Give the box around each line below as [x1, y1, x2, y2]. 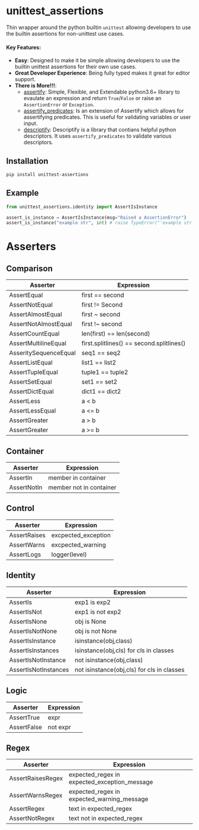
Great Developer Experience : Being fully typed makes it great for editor [14, 69, 191, 76]
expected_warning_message [68, 795, 149, 803]
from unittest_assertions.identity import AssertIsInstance [6, 203, 158, 210]
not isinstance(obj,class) [75, 656, 143, 664]
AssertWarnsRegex [9, 791, 63, 800]
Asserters [6, 240, 56, 253]
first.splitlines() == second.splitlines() [81, 339, 186, 347]
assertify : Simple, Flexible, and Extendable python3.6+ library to [23, 88, 180, 95]
